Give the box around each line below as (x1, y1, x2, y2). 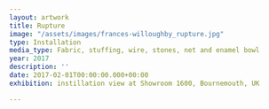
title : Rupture (9, 21, 66, 30)
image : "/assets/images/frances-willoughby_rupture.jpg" (9, 29, 225, 38)
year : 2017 (9, 54, 50, 63)
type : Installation (9, 37, 82, 47)
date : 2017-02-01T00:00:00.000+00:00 (9, 71, 149, 80)
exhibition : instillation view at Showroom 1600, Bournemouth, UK (9, 79, 260, 88)
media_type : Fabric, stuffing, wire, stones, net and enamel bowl (9, 46, 260, 55)
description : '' (9, 63, 69, 72)
